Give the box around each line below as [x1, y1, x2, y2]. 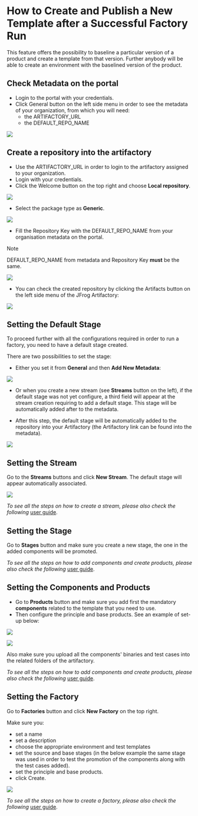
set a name [15, 730, 43, 737]
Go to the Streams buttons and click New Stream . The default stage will [6, 474, 182, 481]
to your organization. [15, 170, 66, 177]
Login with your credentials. [15, 175, 83, 183]
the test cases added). [15, 762, 70, 769]
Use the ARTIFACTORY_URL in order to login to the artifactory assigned [15, 163, 189, 170]
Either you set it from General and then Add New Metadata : [15, 365, 161, 372]
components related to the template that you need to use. [15, 604, 157, 612]
